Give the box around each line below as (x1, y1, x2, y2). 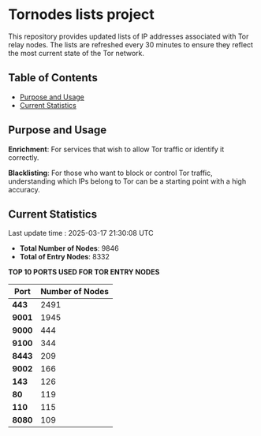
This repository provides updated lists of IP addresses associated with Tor (8, 32, 249, 41)
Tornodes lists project (8, 6, 155, 24)
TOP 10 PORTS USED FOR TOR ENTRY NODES (8, 267, 160, 277)
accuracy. (8, 184, 41, 194)
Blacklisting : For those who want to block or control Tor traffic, (8, 168, 213, 177)
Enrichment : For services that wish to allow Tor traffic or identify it (8, 144, 225, 154)
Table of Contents (8, 71, 99, 84)
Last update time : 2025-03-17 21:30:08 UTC (8, 229, 154, 238)
